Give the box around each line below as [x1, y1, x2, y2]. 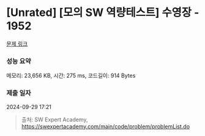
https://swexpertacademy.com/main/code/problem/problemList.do [21, 123, 190, 130]
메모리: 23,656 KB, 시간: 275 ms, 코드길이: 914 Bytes [6, 72, 136, 80]
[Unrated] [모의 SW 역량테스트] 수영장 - [6, 6, 199, 20]
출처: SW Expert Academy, [21, 116, 88, 123]
